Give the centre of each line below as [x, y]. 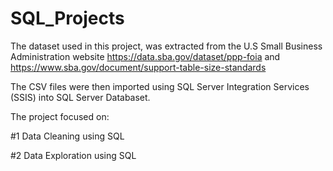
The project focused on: [60, 116]
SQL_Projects [67, 18]
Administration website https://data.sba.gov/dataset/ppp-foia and [145, 56]
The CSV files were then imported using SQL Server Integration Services [160, 86]
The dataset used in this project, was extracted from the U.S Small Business [166, 46]
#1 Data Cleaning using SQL [67, 136]
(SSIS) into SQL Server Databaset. [80, 97]
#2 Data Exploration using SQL [73, 155]
